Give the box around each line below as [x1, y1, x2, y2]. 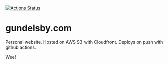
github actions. [5, 44, 36, 50]
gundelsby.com [5, 23, 72, 34]
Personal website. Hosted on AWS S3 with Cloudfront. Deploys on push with [5, 39, 163, 45]
